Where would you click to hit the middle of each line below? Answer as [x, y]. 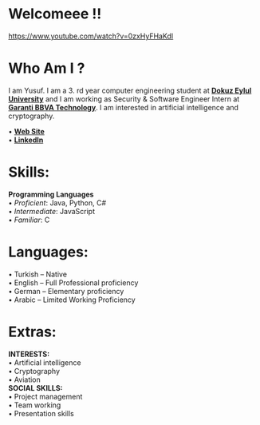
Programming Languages [51, 194]
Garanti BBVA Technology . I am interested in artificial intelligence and [124, 107]
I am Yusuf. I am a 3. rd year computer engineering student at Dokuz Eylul [130, 90]
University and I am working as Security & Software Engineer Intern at [124, 99]
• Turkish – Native [38, 274]
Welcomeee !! [55, 14]
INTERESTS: [29, 354]
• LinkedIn [26, 140]
